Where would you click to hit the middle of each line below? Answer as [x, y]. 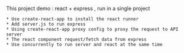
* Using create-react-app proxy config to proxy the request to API [92, 29]
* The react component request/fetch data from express [76, 40]
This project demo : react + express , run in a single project [78, 8]
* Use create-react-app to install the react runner [72, 19]
